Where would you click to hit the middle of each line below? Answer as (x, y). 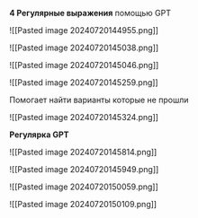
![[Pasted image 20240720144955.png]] (84, 30)
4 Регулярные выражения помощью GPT (90, 13)
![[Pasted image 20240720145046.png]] (84, 65)
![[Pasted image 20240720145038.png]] (84, 48)
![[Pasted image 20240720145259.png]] (84, 83)
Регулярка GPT (39, 135)
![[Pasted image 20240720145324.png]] (84, 117)
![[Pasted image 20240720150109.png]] (83, 204)
